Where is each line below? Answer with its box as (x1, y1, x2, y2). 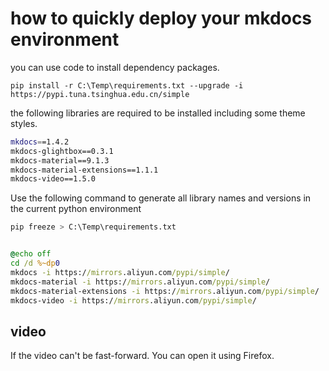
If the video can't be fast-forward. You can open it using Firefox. (10, 350, 275, 362)
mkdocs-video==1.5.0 (10, 174, 97, 184)
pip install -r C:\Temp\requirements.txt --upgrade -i (10, 80, 244, 91)
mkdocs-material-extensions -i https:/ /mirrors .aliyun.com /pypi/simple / (10, 286, 320, 296)
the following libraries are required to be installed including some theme (10, 107, 306, 119)
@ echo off (10, 249, 52, 259)
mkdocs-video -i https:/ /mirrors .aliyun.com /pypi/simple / (10, 295, 257, 306)
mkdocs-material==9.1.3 (10, 155, 110, 166)
